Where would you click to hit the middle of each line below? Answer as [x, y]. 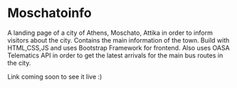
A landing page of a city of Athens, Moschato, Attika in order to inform [110, 33]
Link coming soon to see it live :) [55, 77]
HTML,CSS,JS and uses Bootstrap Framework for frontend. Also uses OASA [118, 48]
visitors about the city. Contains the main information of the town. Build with [118, 40]
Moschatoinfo [49, 13]
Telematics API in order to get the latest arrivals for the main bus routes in [115, 55]
